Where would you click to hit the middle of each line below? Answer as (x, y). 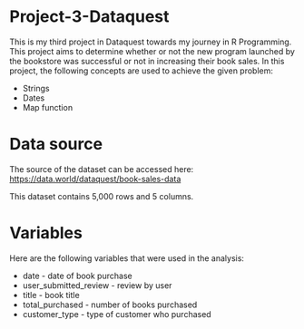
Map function (48, 107)
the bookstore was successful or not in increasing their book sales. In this (147, 61)
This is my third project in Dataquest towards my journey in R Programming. (151, 42)
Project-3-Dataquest (89, 17)
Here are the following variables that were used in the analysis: (127, 258)
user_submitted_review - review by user (97, 285)
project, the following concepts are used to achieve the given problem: (142, 71)
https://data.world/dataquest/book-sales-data (95, 179)
